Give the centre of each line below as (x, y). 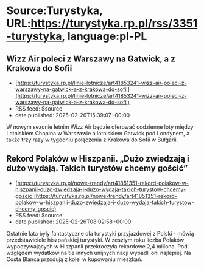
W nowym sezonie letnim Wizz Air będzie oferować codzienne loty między (100, 127)
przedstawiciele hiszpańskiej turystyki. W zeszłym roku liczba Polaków (95, 240)
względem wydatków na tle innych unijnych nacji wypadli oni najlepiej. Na (99, 253)
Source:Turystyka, (55, 11)
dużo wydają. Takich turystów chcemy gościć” (97, 169)
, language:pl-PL (104, 36)
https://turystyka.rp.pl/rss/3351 (114, 23)
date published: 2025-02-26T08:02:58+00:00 (73, 222)
